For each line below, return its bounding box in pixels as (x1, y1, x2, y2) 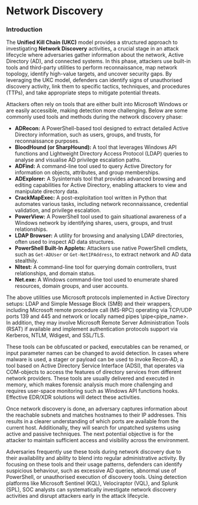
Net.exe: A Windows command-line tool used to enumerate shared (14, 276, 178, 283)
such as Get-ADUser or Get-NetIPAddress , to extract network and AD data (14, 251, 191, 258)
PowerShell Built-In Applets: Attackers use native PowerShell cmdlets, (14, 244, 188, 252)
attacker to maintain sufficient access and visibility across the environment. (6, 437, 190, 444)
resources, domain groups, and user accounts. (14, 282, 129, 290)
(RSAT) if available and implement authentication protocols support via (6, 325, 178, 333)
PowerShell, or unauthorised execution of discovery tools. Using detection (6, 474, 187, 481)
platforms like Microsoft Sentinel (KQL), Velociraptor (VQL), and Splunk (6, 479, 178, 487)
